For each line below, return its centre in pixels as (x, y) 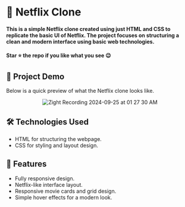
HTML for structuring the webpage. (58, 139)
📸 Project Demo (35, 76)
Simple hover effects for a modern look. (63, 197)
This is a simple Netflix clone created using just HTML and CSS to (88, 29)
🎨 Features (26, 164)
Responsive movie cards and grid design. (65, 191)
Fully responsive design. (45, 178)
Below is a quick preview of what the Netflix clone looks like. (80, 91)
